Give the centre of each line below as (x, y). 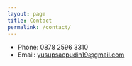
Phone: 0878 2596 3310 (53, 48)
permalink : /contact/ (39, 27)
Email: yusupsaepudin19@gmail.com (71, 55)
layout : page (27, 14)
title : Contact (30, 21)
